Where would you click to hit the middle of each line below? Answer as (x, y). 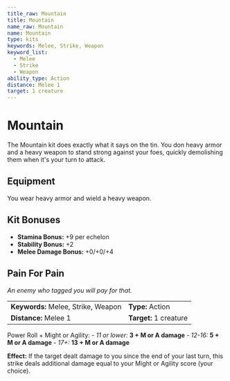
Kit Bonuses (34, 220)
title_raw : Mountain (37, 14)
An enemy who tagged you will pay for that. (70, 290)
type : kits (23, 40)
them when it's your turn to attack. (56, 160)
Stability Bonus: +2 (45, 244)
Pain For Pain (36, 274)
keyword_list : (28, 53)
